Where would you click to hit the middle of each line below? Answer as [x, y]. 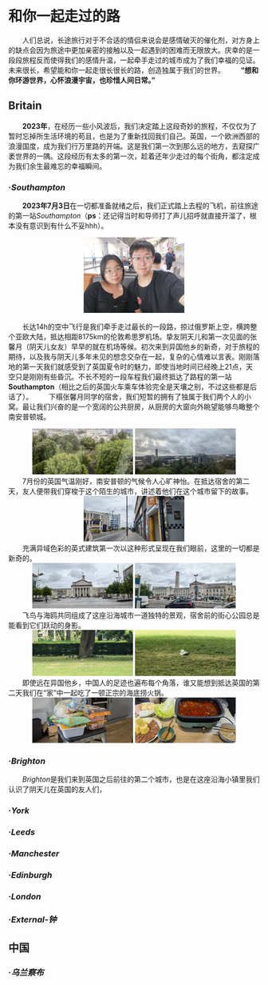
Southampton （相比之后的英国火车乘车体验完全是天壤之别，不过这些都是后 [133, 387]
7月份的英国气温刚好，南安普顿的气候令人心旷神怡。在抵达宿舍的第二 [136, 481]
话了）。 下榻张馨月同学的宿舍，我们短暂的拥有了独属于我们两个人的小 [130, 397]
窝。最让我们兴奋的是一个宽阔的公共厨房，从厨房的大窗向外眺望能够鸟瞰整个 [134, 407]
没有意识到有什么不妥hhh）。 [61, 226]
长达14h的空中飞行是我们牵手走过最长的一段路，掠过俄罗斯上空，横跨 [137, 327]
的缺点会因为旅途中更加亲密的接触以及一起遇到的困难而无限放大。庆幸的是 [130, 50]
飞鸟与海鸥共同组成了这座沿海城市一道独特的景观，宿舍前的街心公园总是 [141, 615]
